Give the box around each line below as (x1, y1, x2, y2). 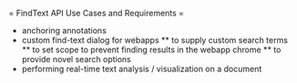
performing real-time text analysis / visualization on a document (21, 63, 262, 74)
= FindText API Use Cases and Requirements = (8, 8, 184, 18)
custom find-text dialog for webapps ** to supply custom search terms (21, 35, 289, 45)
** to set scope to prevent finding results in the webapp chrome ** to (21, 44, 282, 55)
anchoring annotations (21, 25, 107, 35)
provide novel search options (21, 54, 131, 64)
